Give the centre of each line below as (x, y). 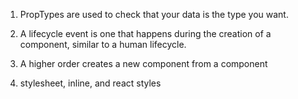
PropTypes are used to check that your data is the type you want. (154, 14)
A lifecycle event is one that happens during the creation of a (145, 33)
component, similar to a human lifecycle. (103, 44)
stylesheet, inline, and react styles (90, 83)
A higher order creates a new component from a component (143, 63)
